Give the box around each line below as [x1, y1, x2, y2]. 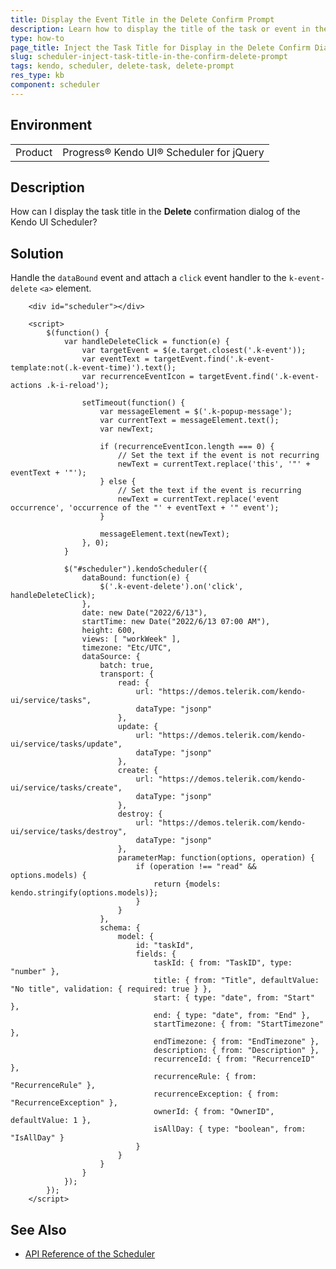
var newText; [99, 424, 155, 435]
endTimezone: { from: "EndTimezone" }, [153, 1037, 320, 1047]
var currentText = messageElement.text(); [99, 416, 280, 426]
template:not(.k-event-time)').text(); [10, 363, 177, 373]
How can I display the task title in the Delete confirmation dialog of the [10, 206, 301, 218]
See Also [10, 1221, 67, 1238]
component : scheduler [10, 80, 101, 90]
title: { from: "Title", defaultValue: [153, 976, 320, 986]
